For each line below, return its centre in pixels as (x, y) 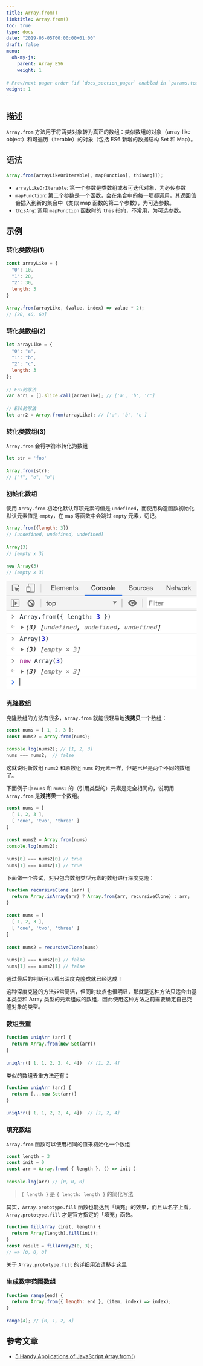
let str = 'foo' (27, 458)
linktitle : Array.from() (37, 19)
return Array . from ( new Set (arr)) (54, 1044)
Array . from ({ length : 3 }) (37, 528)
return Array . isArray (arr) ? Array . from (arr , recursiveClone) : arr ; (101, 896)
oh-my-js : (24, 57)
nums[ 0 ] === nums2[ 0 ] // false (46, 960)
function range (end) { (35, 1295)
